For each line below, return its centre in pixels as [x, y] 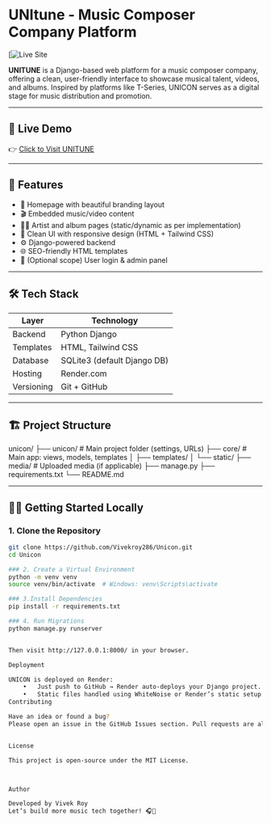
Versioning [33, 387]
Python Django [89, 335]
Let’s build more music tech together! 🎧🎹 [82, 811]
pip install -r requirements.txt [65, 607]
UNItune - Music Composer [102, 15]
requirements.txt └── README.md [67, 475]
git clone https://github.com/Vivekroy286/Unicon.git [101, 547]
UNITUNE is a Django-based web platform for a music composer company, [133, 70]
